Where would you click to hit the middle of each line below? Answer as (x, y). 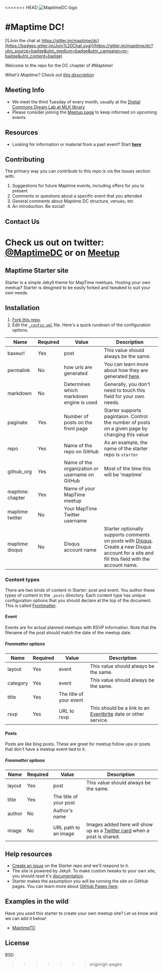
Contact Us (22, 222)
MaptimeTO (24, 928)
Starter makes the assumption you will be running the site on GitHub (80, 881)
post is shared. (103, 837)
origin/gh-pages (106, 964)
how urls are (78, 367)
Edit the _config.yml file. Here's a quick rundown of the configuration (81, 325)
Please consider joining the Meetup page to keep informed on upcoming (84, 112)
